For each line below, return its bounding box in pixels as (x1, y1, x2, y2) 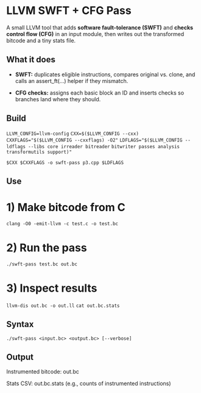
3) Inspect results (6, 281, 97, 295)
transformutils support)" (6, 149, 72, 155)
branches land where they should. (15, 95, 101, 103)
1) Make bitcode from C (6, 201, 126, 214)
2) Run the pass (6, 241, 87, 255)
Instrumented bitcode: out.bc (6, 368, 79, 375)
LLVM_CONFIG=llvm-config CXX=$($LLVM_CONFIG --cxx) (6, 131, 139, 137)
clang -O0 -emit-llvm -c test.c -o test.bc (6, 220, 119, 226)
